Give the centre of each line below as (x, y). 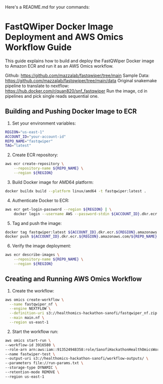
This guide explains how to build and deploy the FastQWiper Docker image (80, 61)
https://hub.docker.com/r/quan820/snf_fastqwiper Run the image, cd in (76, 91)
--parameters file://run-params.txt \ (44, 363)
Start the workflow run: (35, 331)
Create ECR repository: (35, 155)
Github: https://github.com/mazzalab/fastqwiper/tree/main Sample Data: (77, 75)
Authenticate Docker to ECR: (41, 200)
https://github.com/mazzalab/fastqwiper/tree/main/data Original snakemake (81, 80)
